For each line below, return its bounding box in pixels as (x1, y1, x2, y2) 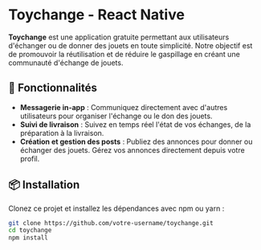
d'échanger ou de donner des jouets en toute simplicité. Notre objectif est (8, 40, 253, 50)
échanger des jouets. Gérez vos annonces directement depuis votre (19, 145, 245, 154)
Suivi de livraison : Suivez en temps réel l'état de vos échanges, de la (19, 119, 251, 129)
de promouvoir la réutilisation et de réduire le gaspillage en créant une (8, 49, 241, 59)
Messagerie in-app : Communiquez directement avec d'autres (19, 102, 228, 112)
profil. (19, 154, 40, 163)
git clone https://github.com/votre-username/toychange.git (8, 219, 214, 227)
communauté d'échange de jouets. (8, 58, 124, 68)
